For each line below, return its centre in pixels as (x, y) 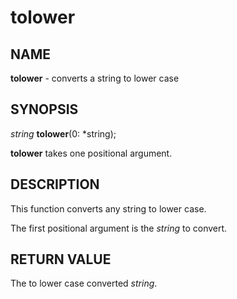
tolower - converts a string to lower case (95, 78)
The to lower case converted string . (84, 283)
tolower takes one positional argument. (91, 153)
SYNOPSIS (44, 109)
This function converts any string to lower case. (108, 208)
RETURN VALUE (61, 259)
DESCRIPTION (55, 184)
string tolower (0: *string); (63, 133)
